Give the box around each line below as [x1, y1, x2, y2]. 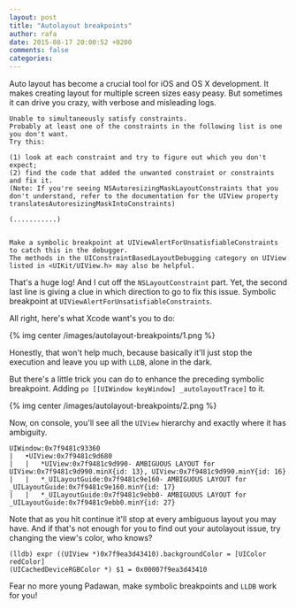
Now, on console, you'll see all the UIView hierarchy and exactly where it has [9, 418, 287, 428]
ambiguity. [9, 427, 48, 437]
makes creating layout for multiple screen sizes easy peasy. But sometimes [9, 88, 283, 98]
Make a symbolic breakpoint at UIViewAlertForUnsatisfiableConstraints [9, 238, 278, 247]
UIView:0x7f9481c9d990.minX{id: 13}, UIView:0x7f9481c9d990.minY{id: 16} [9, 467, 287, 476]
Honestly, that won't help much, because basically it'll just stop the [9, 347, 253, 358]
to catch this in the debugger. [9, 246, 128, 255]
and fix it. [9, 176, 53, 185]
